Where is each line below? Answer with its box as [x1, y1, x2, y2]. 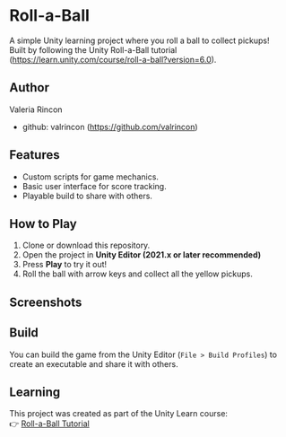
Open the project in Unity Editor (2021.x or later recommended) [22, 249, 262, 260]
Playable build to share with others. [22, 190, 152, 201]
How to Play [9, 216, 78, 232]
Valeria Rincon [9, 104, 63, 115]
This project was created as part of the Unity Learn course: [9, 408, 229, 419]
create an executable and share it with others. [9, 358, 178, 369]
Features [9, 147, 60, 162]
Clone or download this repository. [22, 240, 151, 251]
